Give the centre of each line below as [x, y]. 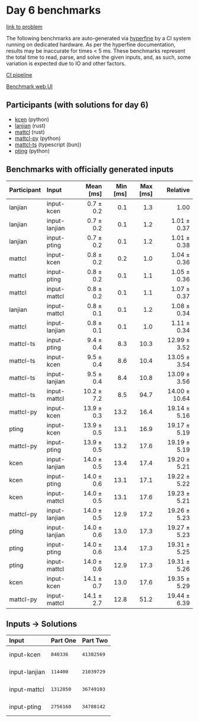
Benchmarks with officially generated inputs [90, 170]
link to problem [24, 27]
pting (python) [32, 151]
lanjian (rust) [30, 126]
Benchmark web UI [30, 86]
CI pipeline [19, 75]
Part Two [95, 641]
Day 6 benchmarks [54, 10]
